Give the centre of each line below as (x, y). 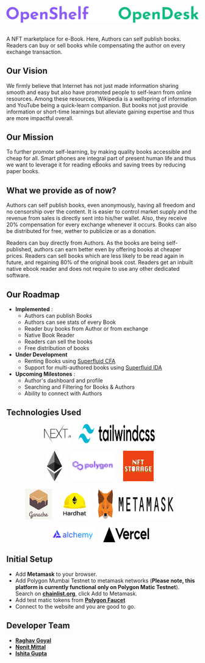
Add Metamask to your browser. (56, 574)
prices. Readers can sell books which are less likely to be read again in (95, 256)
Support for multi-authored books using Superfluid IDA (93, 368)
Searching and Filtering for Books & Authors (80, 387)
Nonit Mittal (30, 647)
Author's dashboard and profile (63, 381)
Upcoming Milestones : (45, 374)
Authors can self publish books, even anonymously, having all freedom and (101, 205)
